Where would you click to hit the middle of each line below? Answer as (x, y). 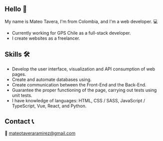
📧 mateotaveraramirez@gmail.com (40, 133)
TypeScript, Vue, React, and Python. (49, 106)
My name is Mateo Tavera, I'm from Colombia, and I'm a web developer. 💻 (81, 21)
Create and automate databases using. (52, 79)
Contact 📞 (19, 121)
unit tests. (22, 95)
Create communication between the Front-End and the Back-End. (79, 84)
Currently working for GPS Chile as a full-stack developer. (71, 33)
